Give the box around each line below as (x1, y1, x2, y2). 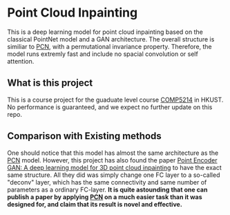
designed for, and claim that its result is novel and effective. (7, 200, 183, 208)
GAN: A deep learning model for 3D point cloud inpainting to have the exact (7, 163, 222, 171)
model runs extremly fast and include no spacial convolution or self (7, 50, 198, 58)
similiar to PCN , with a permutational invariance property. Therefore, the (7, 42, 212, 50)
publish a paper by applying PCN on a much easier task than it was (7, 192, 202, 201)
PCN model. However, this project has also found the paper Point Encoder (7, 156, 218, 164)
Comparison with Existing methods (7, 130, 162, 142)
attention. (7, 57, 35, 65)
